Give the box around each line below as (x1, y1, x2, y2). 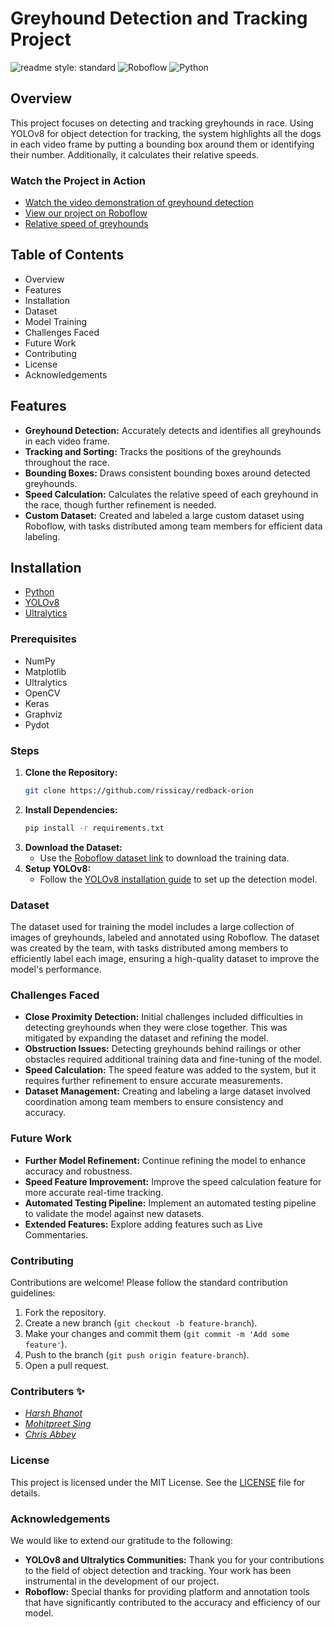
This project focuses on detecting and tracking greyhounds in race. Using (10, 117, 314, 129)
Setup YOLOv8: (24, 862, 92, 874)
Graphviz (24, 708, 63, 720)
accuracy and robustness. (24, 1165, 133, 1177)
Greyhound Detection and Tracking (10, 7, 308, 30)
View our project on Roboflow (24, 207, 148, 219)
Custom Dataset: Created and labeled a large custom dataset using (24, 509, 305, 521)
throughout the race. (24, 456, 110, 468)
